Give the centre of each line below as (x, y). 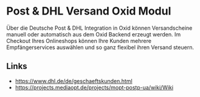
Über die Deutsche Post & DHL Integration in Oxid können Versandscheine (99, 28)
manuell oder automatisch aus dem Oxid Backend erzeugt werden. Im (94, 34)
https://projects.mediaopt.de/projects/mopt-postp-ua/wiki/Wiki (94, 87)
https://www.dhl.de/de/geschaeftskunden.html (74, 81)
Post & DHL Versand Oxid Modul (89, 11)
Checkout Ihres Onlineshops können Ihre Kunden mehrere (79, 41)
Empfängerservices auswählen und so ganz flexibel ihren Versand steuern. (100, 47)
